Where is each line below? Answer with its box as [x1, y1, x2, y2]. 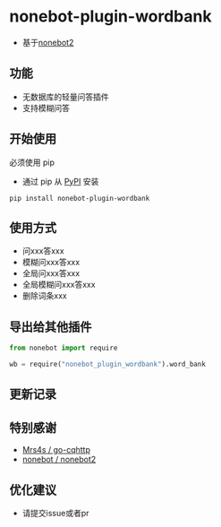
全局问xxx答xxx [21, 268, 81, 279]
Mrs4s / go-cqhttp [21, 445, 91, 455]
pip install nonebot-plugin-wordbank [9, 194, 150, 203]
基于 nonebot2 [21, 37, 74, 48]
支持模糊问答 [21, 102, 70, 113]
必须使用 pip [9, 157, 55, 168]
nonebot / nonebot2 [21, 454, 97, 465]
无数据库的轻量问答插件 [21, 91, 109, 102]
